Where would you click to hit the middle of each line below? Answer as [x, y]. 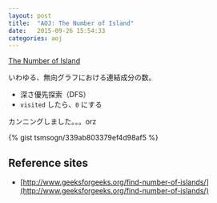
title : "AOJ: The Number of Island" [71, 23]
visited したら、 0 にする [61, 104]
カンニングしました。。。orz [52, 122]
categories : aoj [35, 38]
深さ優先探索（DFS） [55, 95]
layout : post [30, 16]
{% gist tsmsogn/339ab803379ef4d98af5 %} [83, 138]
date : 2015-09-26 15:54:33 [57, 30]
